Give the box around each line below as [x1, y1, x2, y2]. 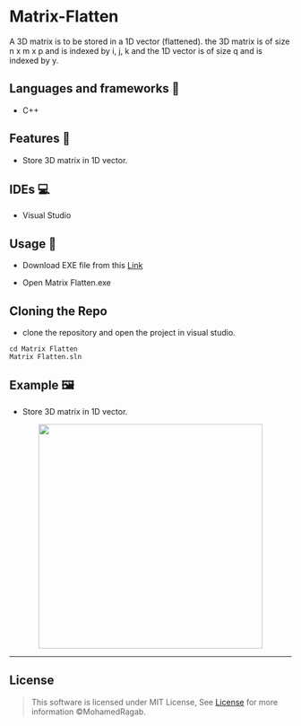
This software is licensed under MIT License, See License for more [30, 696, 279, 707]
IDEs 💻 [9, 181, 51, 197]
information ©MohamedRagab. [30, 706, 146, 717]
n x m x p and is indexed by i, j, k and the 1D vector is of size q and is [9, 45, 262, 56]
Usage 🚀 [9, 236, 56, 251]
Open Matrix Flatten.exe [21, 277, 112, 288]
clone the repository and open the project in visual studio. [21, 328, 236, 337]
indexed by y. [9, 55, 59, 66]
